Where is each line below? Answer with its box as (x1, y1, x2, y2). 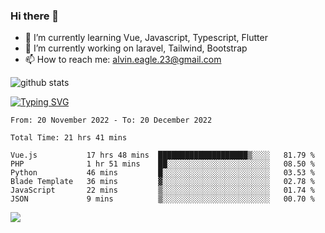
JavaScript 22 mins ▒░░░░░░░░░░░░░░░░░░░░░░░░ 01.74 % (10, 185, 315, 196)
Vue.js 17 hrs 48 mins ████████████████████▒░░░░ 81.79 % (10, 150, 315, 161)
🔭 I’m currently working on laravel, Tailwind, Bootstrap (24, 42, 248, 54)
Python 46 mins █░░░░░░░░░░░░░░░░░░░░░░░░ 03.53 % (10, 168, 315, 178)
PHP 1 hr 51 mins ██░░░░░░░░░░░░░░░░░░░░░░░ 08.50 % (10, 159, 315, 169)
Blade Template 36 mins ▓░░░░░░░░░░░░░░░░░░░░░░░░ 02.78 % (10, 177, 315, 187)
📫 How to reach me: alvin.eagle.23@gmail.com (24, 54, 222, 66)
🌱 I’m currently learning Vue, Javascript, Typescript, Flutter (24, 32, 268, 44)
